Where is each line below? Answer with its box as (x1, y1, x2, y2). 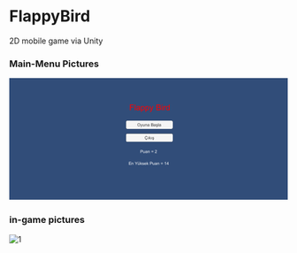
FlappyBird (9, 6, 91, 27)
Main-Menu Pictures (9, 57, 100, 70)
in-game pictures (9, 214, 86, 226)
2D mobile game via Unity (9, 35, 103, 46)
